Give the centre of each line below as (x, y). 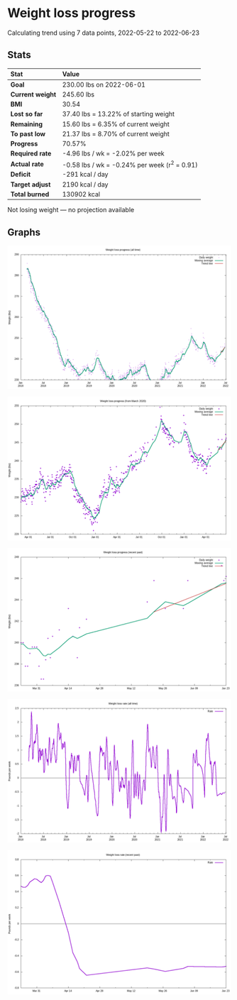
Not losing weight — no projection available (71, 210)
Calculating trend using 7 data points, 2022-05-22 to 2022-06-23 (104, 33)
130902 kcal (81, 194)
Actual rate (27, 164)
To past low (28, 133)
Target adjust (31, 184)
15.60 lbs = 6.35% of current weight (116, 124)
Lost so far (27, 114)
